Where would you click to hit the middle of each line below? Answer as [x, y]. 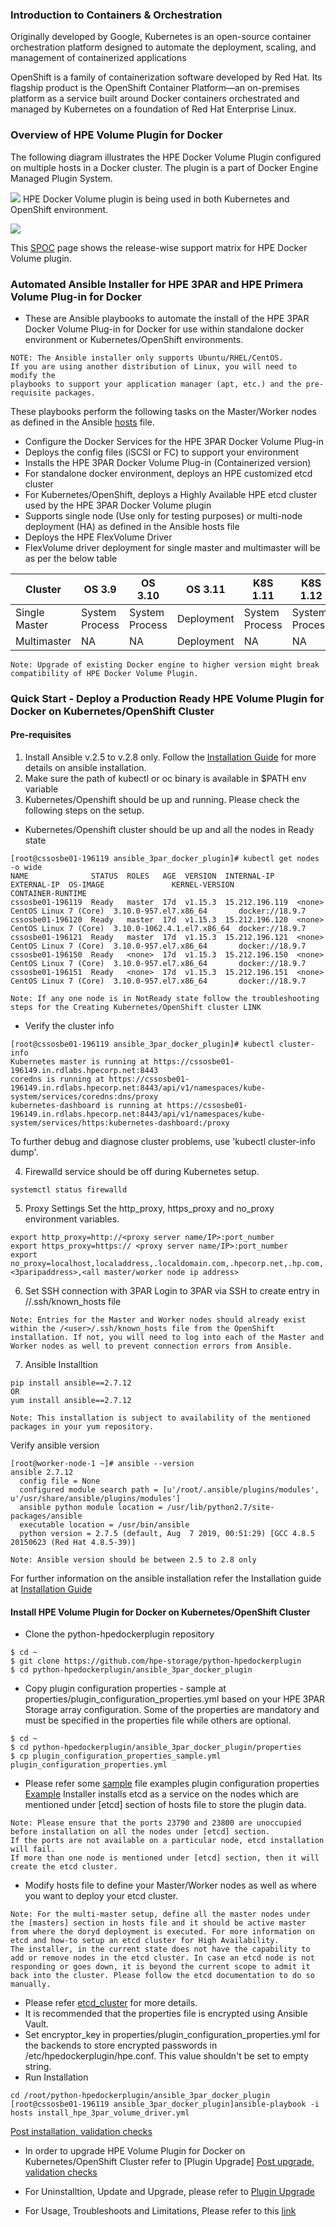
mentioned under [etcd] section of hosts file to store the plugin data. [165, 1805]
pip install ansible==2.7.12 [71, 1383]
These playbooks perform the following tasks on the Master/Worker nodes [163, 411]
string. [38, 2067]
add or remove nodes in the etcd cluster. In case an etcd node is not [162, 1958]
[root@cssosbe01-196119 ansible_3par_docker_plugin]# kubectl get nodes [165, 859]
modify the [33, 375]
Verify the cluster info [69, 1026]
